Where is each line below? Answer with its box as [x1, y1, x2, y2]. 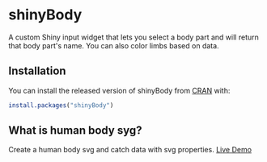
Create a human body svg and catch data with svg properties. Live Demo [8, 145, 252, 155]
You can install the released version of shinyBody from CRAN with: [8, 85, 231, 95]
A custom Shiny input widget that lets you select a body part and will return [8, 32, 259, 42]
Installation [8, 64, 66, 78]
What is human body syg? [8, 123, 142, 138]
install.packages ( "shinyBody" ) [8, 101, 114, 110]
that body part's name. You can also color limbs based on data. [8, 40, 220, 50]
